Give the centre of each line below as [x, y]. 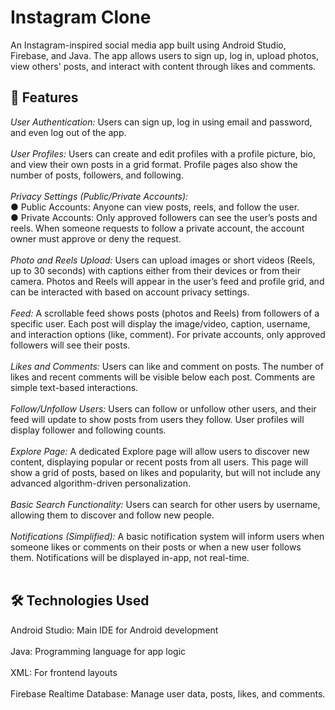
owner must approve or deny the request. [96, 238]
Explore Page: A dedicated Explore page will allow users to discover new [160, 451]
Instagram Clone [81, 17]
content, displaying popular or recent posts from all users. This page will [159, 462]
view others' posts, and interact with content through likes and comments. [163, 66]
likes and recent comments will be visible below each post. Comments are [163, 377]
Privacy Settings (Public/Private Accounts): [99, 196]
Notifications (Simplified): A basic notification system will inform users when [167, 536]
